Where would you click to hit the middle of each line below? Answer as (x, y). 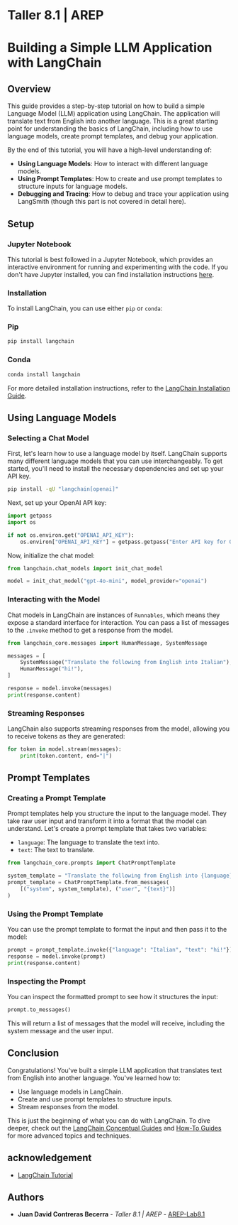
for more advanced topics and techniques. (69, 1136)
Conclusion (33, 1053)
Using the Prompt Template (55, 914)
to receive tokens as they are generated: (66, 736)
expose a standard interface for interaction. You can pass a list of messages (118, 622)
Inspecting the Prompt (47, 981)
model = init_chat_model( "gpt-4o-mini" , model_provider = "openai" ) (107, 581)
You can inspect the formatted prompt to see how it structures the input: (113, 997)
